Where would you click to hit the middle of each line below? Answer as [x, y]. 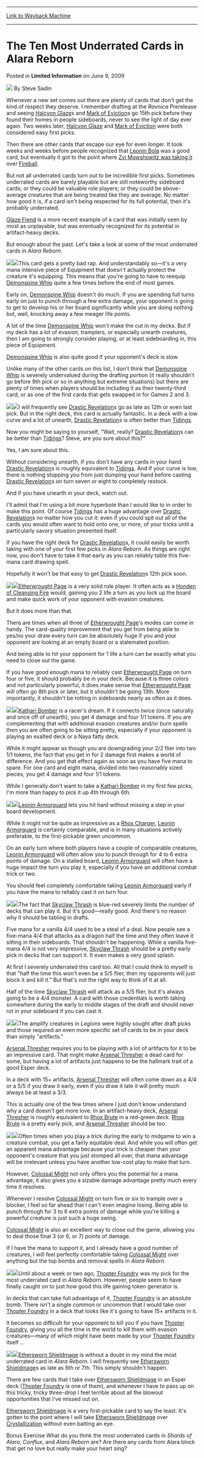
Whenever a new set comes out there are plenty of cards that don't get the [100, 100]
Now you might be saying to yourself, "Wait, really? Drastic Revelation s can [100, 431]
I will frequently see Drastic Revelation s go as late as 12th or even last [105, 407]
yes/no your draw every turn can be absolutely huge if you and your [91, 635]
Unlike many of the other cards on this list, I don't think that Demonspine [97, 368]
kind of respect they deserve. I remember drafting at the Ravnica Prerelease [102, 106]
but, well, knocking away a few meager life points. [69, 313]
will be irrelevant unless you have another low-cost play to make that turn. [99, 1162]
